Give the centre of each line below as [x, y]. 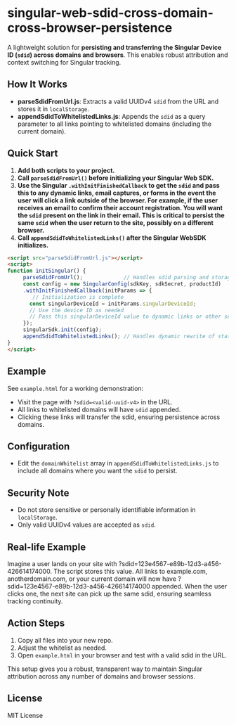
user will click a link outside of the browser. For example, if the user [118, 200]
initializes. [33, 245]
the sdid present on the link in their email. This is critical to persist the [121, 215]
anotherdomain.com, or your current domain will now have [92, 579]
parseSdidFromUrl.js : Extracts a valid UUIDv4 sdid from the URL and [118, 101]
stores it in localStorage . [53, 109]
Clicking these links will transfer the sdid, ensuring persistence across [119, 417]
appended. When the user [190, 586]
